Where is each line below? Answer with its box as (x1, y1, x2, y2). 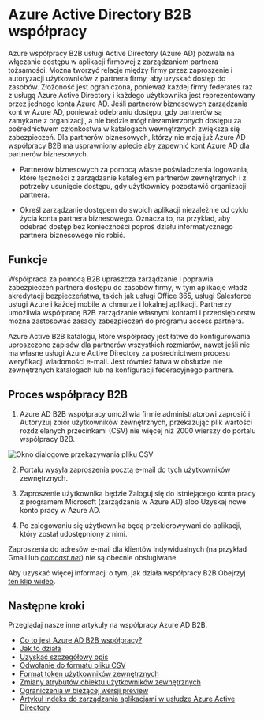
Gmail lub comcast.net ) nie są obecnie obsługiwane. (8, 552, 179, 562)
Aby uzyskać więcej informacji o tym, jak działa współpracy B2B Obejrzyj (8, 567, 246, 578)
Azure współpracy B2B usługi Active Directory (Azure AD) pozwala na (8, 48, 235, 58)
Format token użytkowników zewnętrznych (19, 669, 159, 679)
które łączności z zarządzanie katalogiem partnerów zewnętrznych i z (19, 172, 247, 183)
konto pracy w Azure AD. (19, 505, 101, 515)
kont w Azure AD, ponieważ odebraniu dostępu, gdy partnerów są (8, 107, 222, 116)
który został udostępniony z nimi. (19, 529, 128, 538)
